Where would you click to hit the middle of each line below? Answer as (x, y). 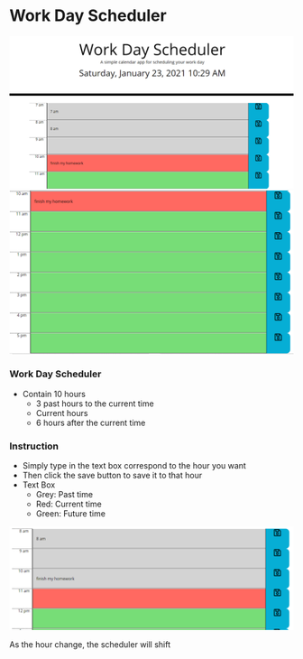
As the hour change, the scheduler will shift (90, 645)
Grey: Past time (64, 495)
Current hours (62, 413)
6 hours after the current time (91, 422)
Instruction (34, 446)
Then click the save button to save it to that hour (112, 476)
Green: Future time (71, 514)
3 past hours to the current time (95, 404)
